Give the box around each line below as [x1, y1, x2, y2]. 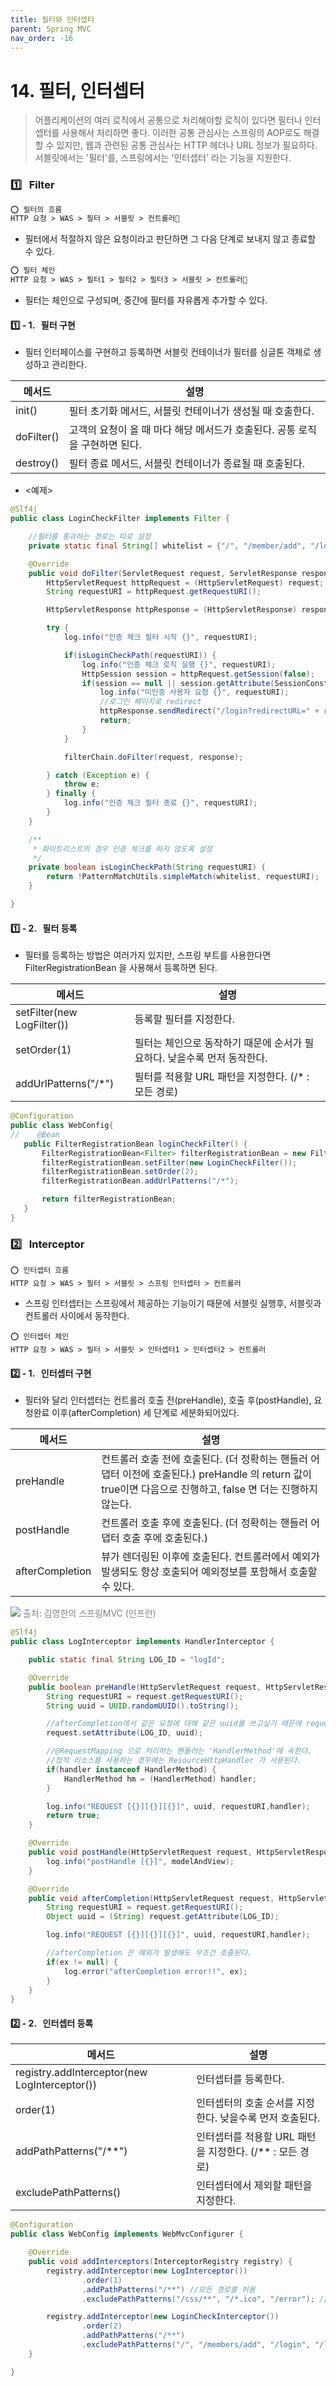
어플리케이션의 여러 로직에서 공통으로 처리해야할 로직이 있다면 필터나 [34, 114, 303, 126]
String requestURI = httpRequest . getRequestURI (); [46, 587, 262, 597]
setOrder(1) [15, 1043, 72, 1057]
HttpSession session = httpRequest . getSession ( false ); [81, 669, 315, 679]
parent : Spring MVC [10, 24, 92, 34]
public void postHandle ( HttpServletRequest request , [28, 1847, 253, 1858]
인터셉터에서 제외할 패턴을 [196, 2179, 313, 2193]
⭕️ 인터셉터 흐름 [10, 1266, 70, 1276]
